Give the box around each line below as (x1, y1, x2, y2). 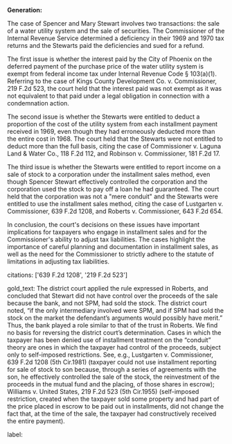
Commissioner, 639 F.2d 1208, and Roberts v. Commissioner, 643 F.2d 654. (7, 207, 223, 215)
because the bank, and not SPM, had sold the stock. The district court (7, 299, 207, 307)
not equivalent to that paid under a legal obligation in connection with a (7, 92, 210, 100)
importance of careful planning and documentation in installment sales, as (7, 243, 219, 250)
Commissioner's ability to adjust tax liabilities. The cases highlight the (7, 235, 206, 244)
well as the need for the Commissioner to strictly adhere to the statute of (7, 250, 215, 258)
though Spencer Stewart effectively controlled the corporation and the (7, 178, 208, 186)
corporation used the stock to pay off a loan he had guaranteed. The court (7, 185, 220, 193)
